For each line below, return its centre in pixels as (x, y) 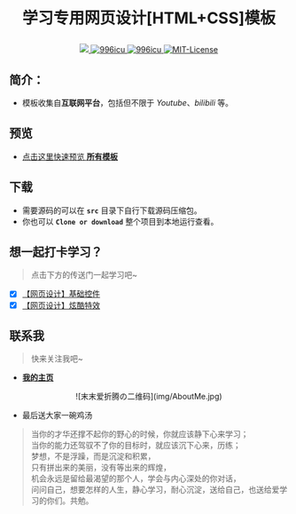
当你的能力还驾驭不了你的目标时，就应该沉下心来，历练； (136, 446)
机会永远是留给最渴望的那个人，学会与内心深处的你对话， (136, 478)
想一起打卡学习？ (56, 253)
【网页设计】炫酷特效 (61, 305)
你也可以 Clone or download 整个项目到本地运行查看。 (120, 221)
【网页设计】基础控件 (61, 294)
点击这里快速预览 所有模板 (70, 156)
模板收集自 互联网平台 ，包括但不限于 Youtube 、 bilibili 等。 (127, 103)
